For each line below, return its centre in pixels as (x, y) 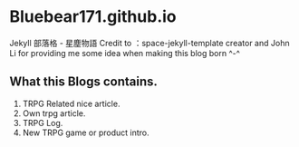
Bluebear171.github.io (93, 17)
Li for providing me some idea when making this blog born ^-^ (125, 53)
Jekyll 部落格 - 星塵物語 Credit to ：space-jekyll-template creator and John (149, 43)
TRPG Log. (43, 122)
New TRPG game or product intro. (86, 132)
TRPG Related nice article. (71, 103)
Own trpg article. (54, 113)
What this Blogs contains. (84, 82)
